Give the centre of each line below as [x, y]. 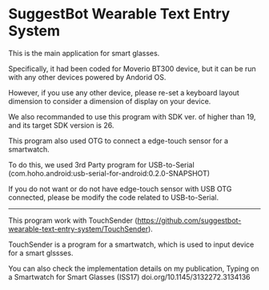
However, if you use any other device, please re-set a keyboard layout [124, 92]
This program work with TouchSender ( [73, 220]
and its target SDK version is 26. [61, 125]
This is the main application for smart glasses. [84, 53]
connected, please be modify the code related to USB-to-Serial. [114, 197]
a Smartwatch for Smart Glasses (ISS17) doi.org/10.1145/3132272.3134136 [129, 276]
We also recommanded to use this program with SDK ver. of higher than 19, [132, 116]
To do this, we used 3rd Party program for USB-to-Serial [101, 164]
